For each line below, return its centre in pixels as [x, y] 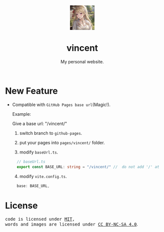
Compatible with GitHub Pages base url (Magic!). [61, 104]
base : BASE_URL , [33, 186]
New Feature [31, 91]
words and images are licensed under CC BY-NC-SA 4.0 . [71, 224]
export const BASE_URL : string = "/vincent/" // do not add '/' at [88, 167]
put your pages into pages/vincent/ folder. [62, 142]
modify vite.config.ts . [43, 176]
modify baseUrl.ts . [39, 152]
